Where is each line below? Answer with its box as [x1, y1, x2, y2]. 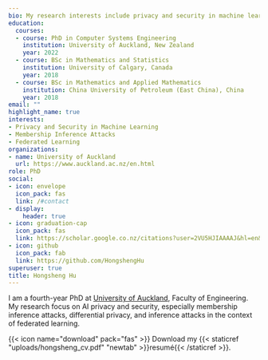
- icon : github [8, 242, 59, 250]
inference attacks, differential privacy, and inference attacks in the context [8, 311, 253, 320]
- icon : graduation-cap [8, 220, 88, 227]
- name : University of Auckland [8, 152, 116, 160]
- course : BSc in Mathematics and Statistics [15, 57, 170, 65]
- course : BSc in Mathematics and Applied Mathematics [15, 78, 202, 86]
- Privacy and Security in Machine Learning [8, 123, 159, 131]
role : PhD [8, 168, 41, 176]
